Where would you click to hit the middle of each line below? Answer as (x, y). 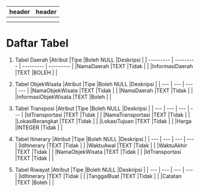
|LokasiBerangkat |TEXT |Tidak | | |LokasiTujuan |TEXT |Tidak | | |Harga (103, 121)
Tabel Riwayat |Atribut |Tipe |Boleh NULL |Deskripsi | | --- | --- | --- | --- (104, 169)
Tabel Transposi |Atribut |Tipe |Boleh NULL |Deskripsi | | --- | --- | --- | (102, 108)
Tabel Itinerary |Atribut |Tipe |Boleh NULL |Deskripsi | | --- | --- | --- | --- (104, 139)
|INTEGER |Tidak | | (39, 127)
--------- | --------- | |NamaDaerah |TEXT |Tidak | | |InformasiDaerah (107, 66)
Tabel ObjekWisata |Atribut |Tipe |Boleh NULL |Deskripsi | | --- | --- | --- (104, 84)
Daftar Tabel (37, 43)
